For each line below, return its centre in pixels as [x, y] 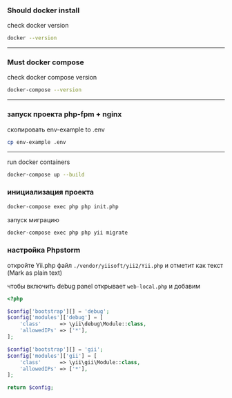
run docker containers [39, 162]
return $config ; [30, 388]
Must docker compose [46, 62]
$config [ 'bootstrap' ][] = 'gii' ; [55, 349]
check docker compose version [52, 78]
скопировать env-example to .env [56, 129]
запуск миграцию [33, 219]
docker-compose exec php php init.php [63, 206]
